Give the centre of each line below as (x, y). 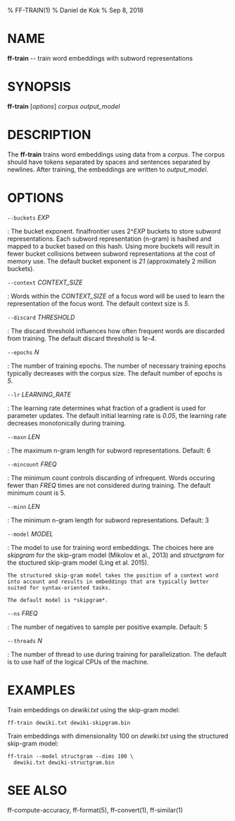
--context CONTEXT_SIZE (45, 282)
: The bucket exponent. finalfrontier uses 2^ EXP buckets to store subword (114, 231)
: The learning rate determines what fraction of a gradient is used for (107, 408)
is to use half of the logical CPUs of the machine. (78, 661)
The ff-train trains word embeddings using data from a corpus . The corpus (116, 154)
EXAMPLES (41, 690)
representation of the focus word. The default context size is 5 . (99, 304)
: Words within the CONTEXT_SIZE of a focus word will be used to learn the (116, 296)
